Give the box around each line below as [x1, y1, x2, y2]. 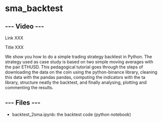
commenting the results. [5, 85, 54, 90]
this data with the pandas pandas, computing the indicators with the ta [5, 75, 146, 80]
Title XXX [5, 45, 24, 50]
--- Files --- [5, 99, 41, 107]
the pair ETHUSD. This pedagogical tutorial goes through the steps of [5, 64, 144, 70]
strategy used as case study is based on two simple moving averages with [5, 59, 153, 64]
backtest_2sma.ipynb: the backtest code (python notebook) [12, 111, 132, 117]
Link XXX [5, 35, 23, 41]
